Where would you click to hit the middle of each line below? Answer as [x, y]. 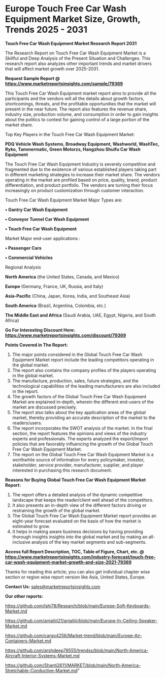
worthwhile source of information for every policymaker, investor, [78, 460]
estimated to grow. [31, 526]
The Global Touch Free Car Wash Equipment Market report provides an [84, 516]
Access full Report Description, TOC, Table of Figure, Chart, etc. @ [75, 551]
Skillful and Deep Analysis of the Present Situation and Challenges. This [78, 58]
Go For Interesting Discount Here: [40, 330]
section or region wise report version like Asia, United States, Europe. [76, 577]
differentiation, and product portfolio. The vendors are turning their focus [79, 185]
